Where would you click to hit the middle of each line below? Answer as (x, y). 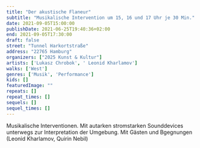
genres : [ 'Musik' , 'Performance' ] (50, 74)
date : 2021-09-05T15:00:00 (41, 23)
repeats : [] (21, 91)
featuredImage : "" (30, 86)
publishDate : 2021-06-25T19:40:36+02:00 (59, 29)
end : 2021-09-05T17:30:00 (39, 35)
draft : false (23, 40)
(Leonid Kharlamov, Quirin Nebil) (47, 138)
